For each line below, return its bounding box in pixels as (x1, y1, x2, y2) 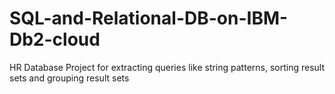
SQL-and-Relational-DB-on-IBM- (9, 7, 289, 30)
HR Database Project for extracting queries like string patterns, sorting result (9, 61, 326, 73)
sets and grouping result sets (9, 72, 130, 84)
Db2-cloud (9, 28, 101, 51)
